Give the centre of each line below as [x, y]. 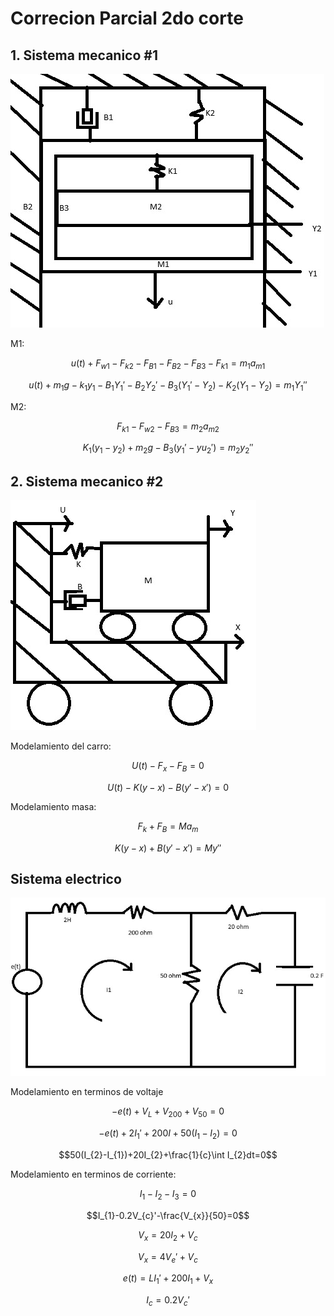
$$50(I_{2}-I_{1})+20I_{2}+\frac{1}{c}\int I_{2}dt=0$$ [168, 1154]
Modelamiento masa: [53, 806]
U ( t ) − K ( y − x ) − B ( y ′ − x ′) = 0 [168, 787]
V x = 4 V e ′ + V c [168, 1257]
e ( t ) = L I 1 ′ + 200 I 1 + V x [168, 1279]
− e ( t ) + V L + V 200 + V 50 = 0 [168, 1112]
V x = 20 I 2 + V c [168, 1235]
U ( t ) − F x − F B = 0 [168, 767]
